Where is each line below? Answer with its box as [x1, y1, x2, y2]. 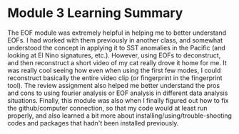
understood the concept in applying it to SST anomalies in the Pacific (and [7, 43, 226, 52]
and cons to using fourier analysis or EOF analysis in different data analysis [7, 89, 228, 97]
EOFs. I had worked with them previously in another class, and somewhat [7, 35, 223, 44]
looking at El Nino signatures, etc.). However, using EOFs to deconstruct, [7, 51, 221, 60]
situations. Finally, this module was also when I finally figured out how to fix [7, 96, 229, 104]
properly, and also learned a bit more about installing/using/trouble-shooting [7, 111, 232, 120]
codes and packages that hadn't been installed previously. [7, 118, 179, 127]
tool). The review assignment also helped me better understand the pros [7, 81, 220, 89]
